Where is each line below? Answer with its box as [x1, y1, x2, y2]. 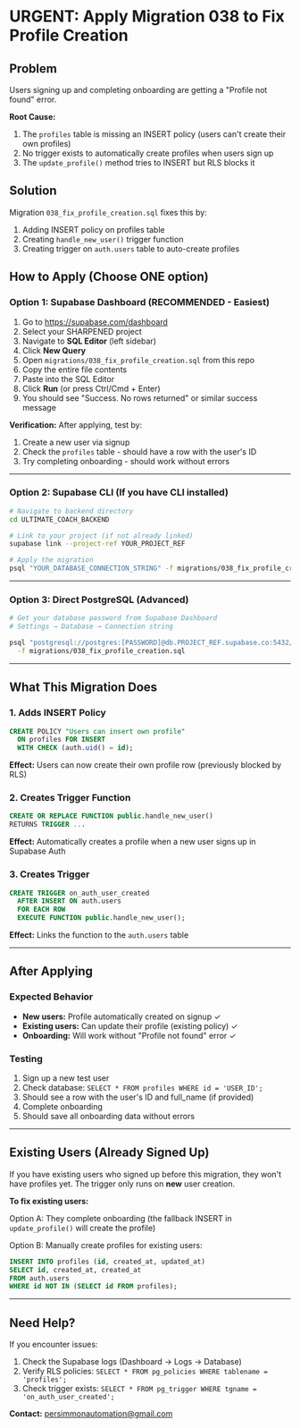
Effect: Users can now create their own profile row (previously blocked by [9, 760, 282, 770]
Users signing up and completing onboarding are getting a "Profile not [9, 85, 268, 95]
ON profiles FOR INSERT [17, 735, 105, 744]
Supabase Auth [9, 846, 66, 856]
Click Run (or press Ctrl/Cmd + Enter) [21, 383, 161, 394]
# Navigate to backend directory [9, 506, 134, 515]
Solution [9, 183, 57, 199]
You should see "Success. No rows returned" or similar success [21, 392, 258, 404]
